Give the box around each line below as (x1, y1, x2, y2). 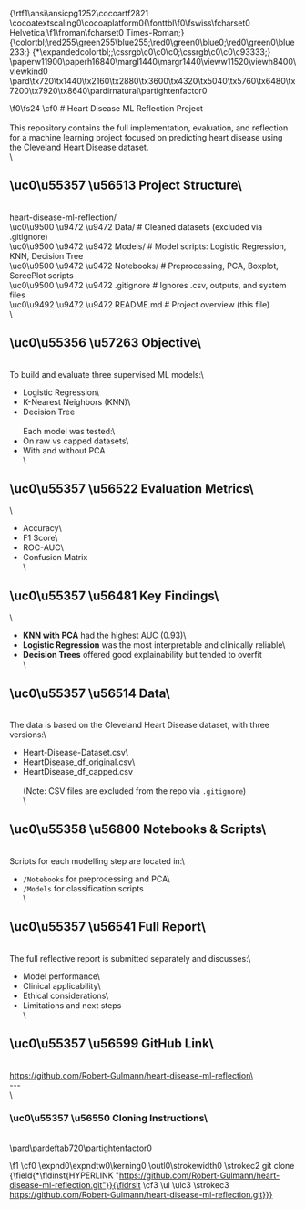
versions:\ (9, 729, 47, 740)
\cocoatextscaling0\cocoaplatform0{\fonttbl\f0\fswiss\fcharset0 (9, 17, 250, 28)
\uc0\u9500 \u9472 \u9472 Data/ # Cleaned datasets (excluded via (9, 221, 263, 232)
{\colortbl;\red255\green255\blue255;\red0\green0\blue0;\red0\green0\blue (9, 36, 295, 47)
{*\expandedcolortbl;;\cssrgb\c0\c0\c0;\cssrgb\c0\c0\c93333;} (31, 47, 271, 57)
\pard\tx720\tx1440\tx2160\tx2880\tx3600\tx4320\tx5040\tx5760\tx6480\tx (9, 76, 296, 86)
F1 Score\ (22, 533, 58, 544)
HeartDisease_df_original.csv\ (22, 756, 136, 767)
